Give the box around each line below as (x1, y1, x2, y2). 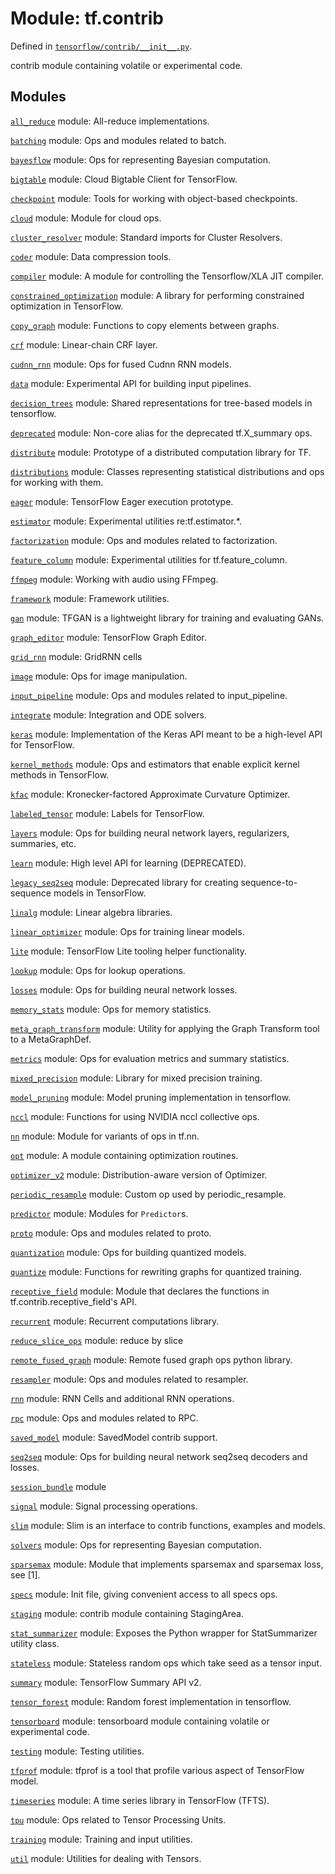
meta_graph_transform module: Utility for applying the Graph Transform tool (10, 1022, 320, 1034)
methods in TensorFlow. (10, 768, 110, 781)
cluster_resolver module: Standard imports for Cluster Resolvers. (10, 231, 283, 243)
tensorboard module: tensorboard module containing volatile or (10, 1715, 270, 1727)
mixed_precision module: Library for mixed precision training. (10, 1072, 263, 1084)
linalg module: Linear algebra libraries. (10, 906, 173, 918)
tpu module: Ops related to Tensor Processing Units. (10, 1813, 227, 1826)
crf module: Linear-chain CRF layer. (10, 338, 158, 351)
